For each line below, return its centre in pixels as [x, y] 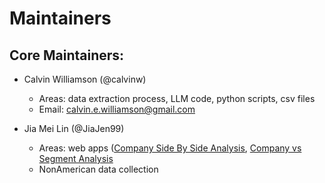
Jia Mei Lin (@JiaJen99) [74, 128]
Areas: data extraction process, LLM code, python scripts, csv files [177, 98]
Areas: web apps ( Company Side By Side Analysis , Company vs [170, 148]
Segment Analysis [76, 158]
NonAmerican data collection [98, 169]
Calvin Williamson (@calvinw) [85, 79]
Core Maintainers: [67, 55]
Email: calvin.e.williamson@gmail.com [117, 109]
